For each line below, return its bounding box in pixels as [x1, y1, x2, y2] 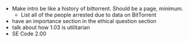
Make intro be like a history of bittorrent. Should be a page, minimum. [11, 5, 184, 12]
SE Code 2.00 [11, 30, 47, 37]
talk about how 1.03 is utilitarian [11, 24, 90, 31]
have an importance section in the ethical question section [11, 18, 157, 24]
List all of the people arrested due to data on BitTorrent [20, 11, 157, 18]
